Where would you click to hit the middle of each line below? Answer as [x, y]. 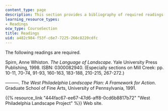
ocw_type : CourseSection [31, 29]
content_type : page [26, 10]
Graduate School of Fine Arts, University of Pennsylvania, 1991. [71, 88]
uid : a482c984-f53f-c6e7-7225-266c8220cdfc [52, 38]
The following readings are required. [43, 52]
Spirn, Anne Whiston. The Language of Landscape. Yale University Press [81, 62]
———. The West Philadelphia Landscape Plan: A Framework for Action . [81, 82]
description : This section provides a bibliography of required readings [85, 15]
